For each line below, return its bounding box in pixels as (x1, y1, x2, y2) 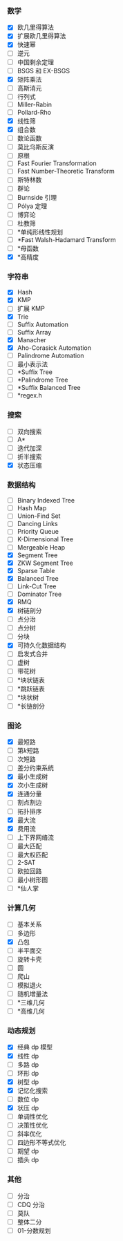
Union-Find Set (17, 512, 61, 520)
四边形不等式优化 (17, 1139, 66, 1147)
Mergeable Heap (17, 543, 66, 551)
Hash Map (17, 504, 47, 512)
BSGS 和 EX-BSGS (17, 66, 70, 75)
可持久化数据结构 (17, 641, 66, 649)
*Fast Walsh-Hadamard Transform (17, 235, 116, 243)
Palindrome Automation (17, 351, 84, 360)
